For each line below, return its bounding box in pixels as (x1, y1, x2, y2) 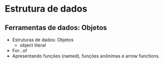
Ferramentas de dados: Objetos (5, 23, 107, 32)
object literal (19, 42, 46, 48)
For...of (12, 48, 28, 53)
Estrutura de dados (5, 3, 88, 15)
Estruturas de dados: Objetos (12, 37, 74, 43)
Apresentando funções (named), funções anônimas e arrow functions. (12, 53, 160, 59)
